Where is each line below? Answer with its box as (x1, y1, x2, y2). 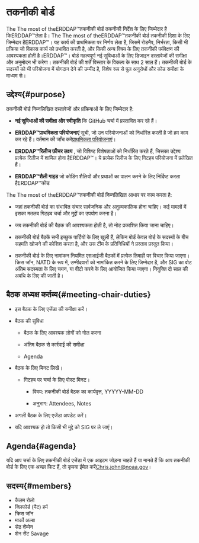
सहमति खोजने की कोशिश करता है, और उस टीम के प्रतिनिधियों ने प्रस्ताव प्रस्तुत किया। (14, 240, 174, 247)
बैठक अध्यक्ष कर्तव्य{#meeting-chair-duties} (6, 290, 151, 300)
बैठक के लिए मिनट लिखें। (14, 364, 63, 371)
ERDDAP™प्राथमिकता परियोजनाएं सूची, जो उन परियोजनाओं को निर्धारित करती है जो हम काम (14, 129, 188, 136)
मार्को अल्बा (14, 517, 36, 524)
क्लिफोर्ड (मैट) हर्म (14, 503, 49, 510)
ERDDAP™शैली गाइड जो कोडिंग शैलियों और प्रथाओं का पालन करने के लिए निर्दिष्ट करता (14, 173, 181, 180)
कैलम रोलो (14, 497, 35, 504)
